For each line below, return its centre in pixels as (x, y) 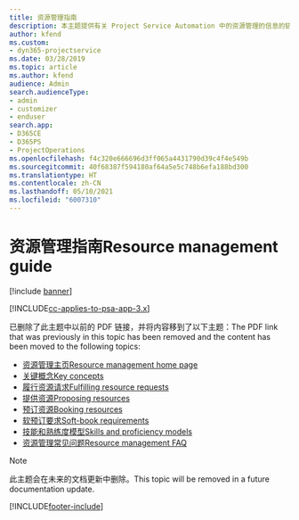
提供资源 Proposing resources (76, 398)
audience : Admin (39, 84)
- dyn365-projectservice (55, 51)
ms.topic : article (43, 68)
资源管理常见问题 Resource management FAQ (105, 442)
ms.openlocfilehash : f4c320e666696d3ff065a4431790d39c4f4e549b (129, 158)
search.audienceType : (49, 92)
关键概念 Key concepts (63, 376)
